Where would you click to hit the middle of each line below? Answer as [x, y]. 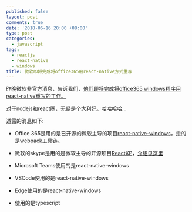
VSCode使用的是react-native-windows [61, 178]
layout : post [22, 17]
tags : [13, 50]
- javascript [27, 45]
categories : [21, 39]
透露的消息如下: [25, 121]
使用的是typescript [37, 203]
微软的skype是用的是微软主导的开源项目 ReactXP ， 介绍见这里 [89, 153]
